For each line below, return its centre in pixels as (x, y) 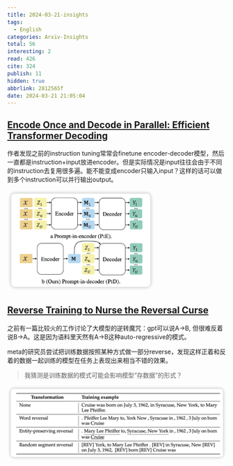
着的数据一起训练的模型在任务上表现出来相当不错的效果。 (89, 360)
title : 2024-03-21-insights (48, 15)
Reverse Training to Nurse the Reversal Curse (108, 310)
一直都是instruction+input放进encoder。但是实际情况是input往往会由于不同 (115, 162)
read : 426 (22, 59)
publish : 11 (24, 73)
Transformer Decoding (57, 136)
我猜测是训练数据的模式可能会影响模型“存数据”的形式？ (103, 375)
